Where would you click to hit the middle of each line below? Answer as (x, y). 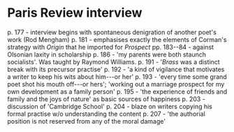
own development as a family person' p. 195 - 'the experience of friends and (117, 91)
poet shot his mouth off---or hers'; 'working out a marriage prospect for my (116, 84)
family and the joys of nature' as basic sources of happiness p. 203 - (107, 98)
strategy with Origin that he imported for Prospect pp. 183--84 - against (111, 47)
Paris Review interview (75, 13)
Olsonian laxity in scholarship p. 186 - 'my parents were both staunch (107, 54)
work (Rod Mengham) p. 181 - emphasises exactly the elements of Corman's (117, 39)
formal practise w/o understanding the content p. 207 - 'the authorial (107, 114)
